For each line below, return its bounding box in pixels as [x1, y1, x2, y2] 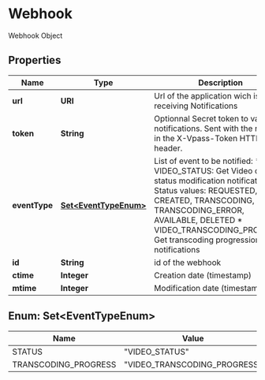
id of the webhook [153, 257, 222, 268]
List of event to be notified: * [153, 155, 261, 166]
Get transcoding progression [153, 234, 260, 245]
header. [153, 143, 183, 154]
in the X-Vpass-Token [153, 132, 238, 143]
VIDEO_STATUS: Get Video [153, 165, 253, 176]
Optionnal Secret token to [153, 113, 248, 124]
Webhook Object [8, 31, 63, 40]
